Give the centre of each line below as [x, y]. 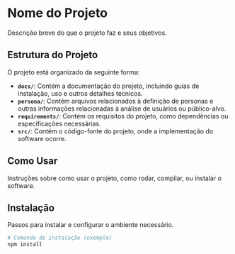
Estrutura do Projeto [53, 55]
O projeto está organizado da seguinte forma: [74, 72]
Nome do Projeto [58, 13]
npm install [25, 245]
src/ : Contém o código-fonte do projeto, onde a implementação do [115, 131]
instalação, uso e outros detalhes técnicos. [80, 93]
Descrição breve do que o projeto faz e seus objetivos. [87, 33]
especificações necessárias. [59, 123]
